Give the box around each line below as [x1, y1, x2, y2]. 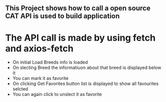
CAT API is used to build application [5, 12, 120, 21]
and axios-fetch [5, 43, 74, 54]
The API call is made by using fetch [5, 32, 156, 43]
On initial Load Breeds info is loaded [12, 59, 88, 65]
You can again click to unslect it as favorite [12, 91, 102, 97]
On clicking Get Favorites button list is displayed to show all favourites [12, 80, 159, 87]
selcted [12, 86, 28, 92]
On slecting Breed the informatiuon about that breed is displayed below [12, 65, 161, 71]
